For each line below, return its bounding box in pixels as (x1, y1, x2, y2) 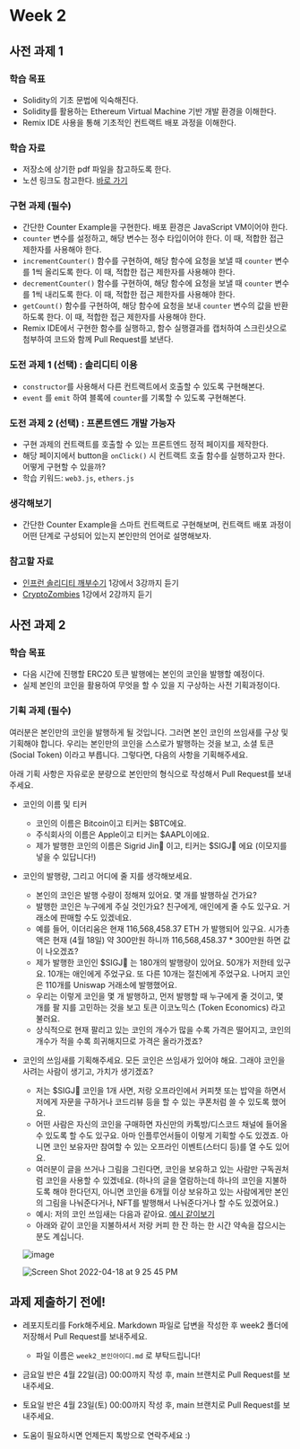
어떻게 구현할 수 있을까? (21, 462, 106, 473)
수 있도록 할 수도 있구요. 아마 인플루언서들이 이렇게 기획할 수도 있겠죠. (35, 1129, 279, 1141)
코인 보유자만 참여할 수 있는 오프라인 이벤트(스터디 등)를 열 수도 (52, 1141, 273, 1152)
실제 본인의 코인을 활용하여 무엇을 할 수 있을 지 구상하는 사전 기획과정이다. (21, 680, 280, 691)
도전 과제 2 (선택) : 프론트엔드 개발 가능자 (9, 417, 176, 429)
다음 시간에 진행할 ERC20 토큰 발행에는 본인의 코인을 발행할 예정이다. (21, 668, 266, 679)
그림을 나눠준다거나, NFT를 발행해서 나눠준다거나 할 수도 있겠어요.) (45, 1197, 279, 1208)
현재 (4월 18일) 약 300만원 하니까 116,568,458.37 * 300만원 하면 (52, 934, 282, 945)
